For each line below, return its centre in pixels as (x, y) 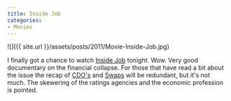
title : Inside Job (34, 14)
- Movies (20, 27)
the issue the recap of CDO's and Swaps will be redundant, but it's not (109, 75)
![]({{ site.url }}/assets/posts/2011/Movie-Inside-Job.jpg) (89, 47)
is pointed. (22, 90)
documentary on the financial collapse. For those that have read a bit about (115, 68)
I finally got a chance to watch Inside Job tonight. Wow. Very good (103, 60)
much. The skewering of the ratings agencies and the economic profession (115, 83)
